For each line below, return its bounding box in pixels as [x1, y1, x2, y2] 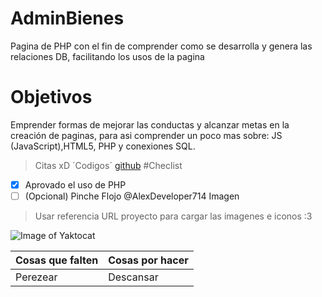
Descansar [108, 270, 159, 284]
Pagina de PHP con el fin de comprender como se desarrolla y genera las [10, 40, 313, 52]
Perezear [15, 270, 58, 284]
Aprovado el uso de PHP [24, 178, 127, 191]
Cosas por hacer [108, 253, 189, 267]
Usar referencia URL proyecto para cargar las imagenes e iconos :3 [34, 210, 313, 222]
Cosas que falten [15, 253, 99, 267]
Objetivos [10, 86, 93, 109]
